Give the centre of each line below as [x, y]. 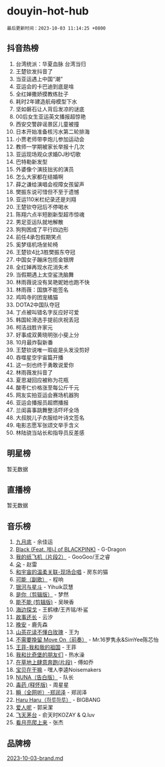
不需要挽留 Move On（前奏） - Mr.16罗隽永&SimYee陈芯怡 [87, 640]
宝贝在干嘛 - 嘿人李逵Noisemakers [58, 670]
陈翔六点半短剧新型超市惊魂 [50, 214]
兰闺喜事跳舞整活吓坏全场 [47, 410]
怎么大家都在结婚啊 [39, 176]
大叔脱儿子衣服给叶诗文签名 [50, 417]
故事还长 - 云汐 [34, 617]
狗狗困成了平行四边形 [42, 229]
